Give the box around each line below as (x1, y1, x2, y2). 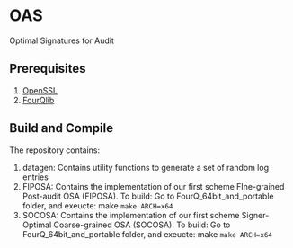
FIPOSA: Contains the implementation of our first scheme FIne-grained (22, 181, 285, 191)
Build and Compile (9, 120, 114, 136)
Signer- (241, 209, 270, 220)
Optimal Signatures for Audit (9, 35, 115, 46)
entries (22, 172, 49, 182)
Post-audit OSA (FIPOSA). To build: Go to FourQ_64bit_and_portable (22, 190, 274, 201)
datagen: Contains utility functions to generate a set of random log (22, 162, 270, 173)
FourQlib (22, 94, 55, 105)
